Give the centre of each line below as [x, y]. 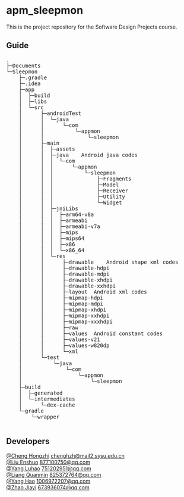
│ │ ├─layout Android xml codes [83, 292]
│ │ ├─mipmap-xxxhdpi [66, 321]
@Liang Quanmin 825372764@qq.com [54, 474]
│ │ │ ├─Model [69, 185]
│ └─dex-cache [47, 405]
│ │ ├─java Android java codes [78, 155]
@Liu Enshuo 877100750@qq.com [48, 462]
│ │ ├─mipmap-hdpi [61, 298]
